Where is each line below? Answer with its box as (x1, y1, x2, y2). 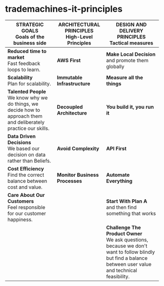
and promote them (106, 57, 149, 64)
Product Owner (106, 230, 143, 237)
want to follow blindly (106, 248, 155, 255)
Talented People (7, 88, 46, 95)
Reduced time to (7, 48, 47, 54)
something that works (106, 210, 156, 216)
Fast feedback (7, 60, 41, 67)
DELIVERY (119, 27, 143, 34)
